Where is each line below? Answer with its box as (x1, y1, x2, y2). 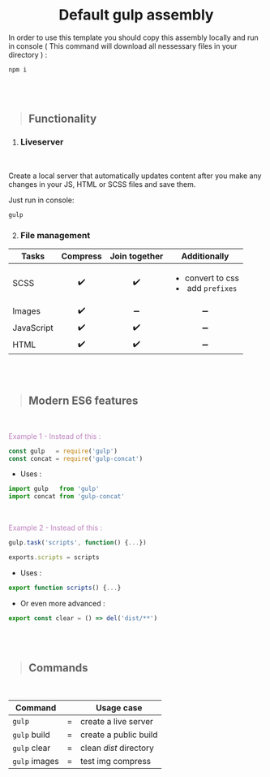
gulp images (12, 755, 59, 766)
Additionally (181, 250, 229, 262)
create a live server (79, 715, 154, 727)
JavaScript (12, 323, 54, 334)
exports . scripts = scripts (8, 553, 100, 562)
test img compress (79, 755, 152, 766)
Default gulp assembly (58, 6, 214, 24)
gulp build (12, 729, 50, 740)
